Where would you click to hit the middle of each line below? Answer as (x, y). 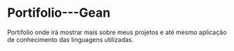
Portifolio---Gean (59, 13)
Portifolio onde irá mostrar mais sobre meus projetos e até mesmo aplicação (117, 32)
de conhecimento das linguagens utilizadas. (71, 39)
